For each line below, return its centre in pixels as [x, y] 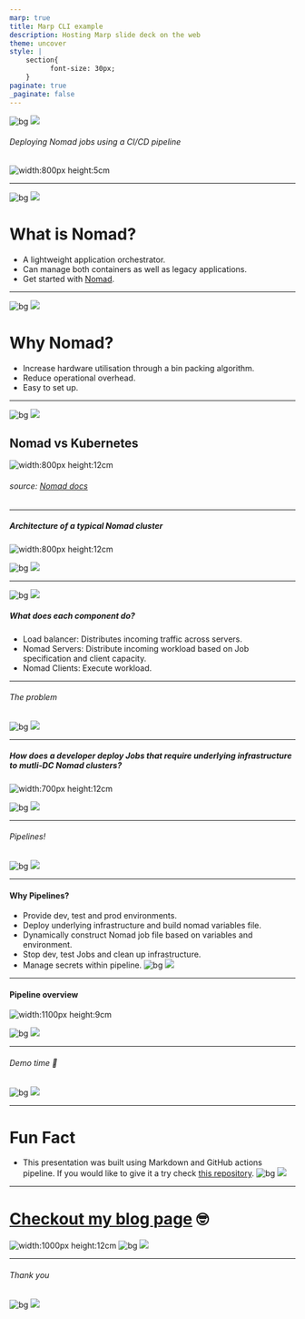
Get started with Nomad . [69, 279]
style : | [26, 52]
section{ [42, 60]
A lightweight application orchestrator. [94, 259]
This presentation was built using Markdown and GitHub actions [143, 1162]
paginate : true [38, 86]
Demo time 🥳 [34, 1062]
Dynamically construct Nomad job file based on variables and [138, 935]
